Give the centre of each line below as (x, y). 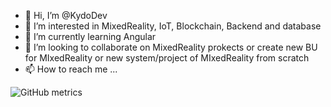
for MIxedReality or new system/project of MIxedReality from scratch (167, 58)
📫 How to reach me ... (71, 69)
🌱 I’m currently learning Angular (90, 36)
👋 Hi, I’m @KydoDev (66, 15)
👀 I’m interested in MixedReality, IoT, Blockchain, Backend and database (173, 26)
